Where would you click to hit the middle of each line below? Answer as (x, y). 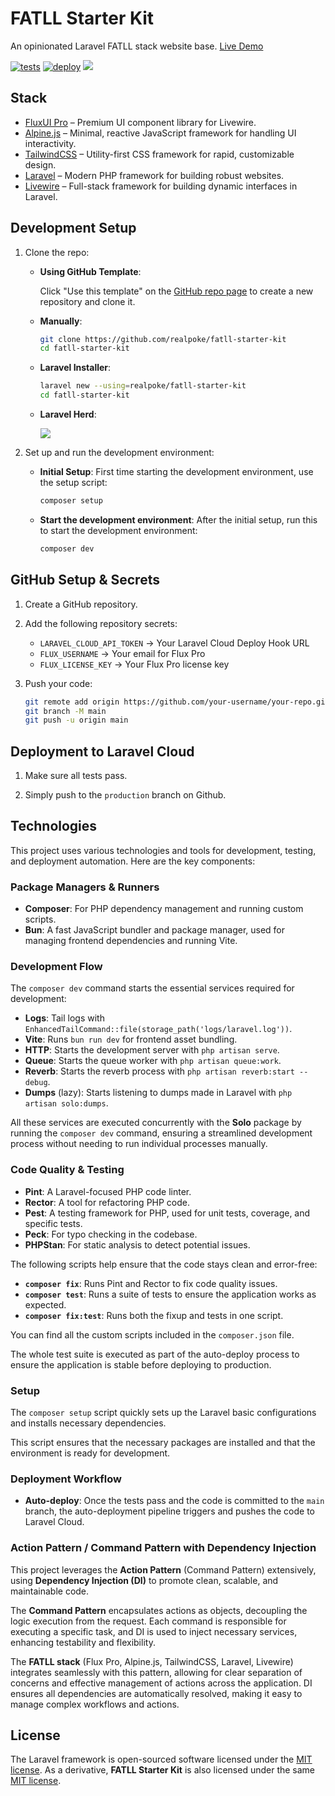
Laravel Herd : (68, 414)
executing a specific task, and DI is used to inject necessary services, (154, 1631)
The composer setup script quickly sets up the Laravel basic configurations (163, 1413)
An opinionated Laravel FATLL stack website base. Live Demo (137, 46)
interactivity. (50, 143)
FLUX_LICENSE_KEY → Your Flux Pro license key (134, 664)
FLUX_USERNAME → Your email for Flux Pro (122, 653)
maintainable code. (50, 1591)
